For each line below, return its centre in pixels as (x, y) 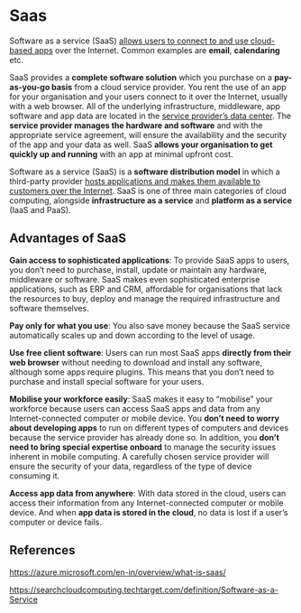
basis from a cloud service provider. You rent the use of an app (169, 87)
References (42, 550)
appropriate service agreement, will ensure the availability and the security (148, 135)
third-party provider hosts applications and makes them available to (135, 181)
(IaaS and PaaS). (40, 209)
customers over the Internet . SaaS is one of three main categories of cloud (148, 190)
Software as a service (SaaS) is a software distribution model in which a (145, 172)
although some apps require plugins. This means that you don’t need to (142, 372)
